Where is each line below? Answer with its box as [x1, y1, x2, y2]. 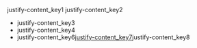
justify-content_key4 [16, 26, 75, 34]
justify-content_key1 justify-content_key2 [7, 6, 123, 14]
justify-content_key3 [16, 19, 75, 26]
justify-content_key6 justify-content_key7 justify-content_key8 [16, 33, 190, 41]
